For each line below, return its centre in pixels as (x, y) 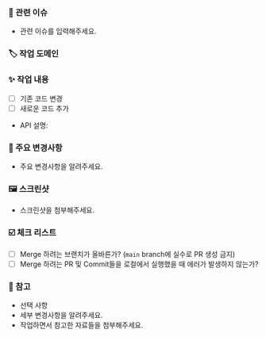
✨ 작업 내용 (29, 79)
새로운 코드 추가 (44, 108)
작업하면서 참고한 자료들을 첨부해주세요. (81, 325)
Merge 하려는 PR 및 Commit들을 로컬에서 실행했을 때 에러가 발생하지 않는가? (139, 264)
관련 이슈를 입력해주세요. (58, 31)
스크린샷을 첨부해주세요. (57, 210)
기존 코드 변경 (41, 98)
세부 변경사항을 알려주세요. (61, 315)
